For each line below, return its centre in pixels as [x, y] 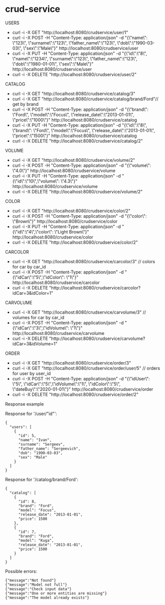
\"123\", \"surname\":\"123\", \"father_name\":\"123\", [64, 43]
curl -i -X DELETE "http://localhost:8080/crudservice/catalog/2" [78, 141]
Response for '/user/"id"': [31, 414]
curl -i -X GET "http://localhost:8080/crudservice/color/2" [71, 211]
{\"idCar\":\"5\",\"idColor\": [39, 277]
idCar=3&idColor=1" [33, 293]
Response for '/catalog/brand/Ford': [42, 479]
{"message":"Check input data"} [38, 589]
